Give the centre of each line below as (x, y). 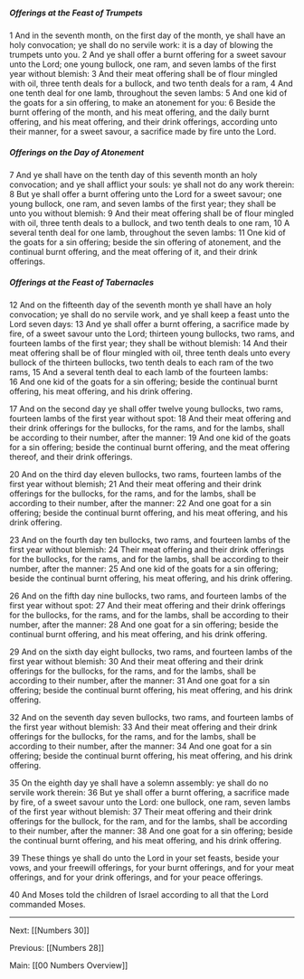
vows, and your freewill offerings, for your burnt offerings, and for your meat (152, 867)
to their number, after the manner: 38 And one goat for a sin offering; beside (151, 831)
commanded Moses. (47, 904)
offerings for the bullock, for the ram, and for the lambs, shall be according (148, 821)
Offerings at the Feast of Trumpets (76, 13)
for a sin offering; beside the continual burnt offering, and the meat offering (150, 447)
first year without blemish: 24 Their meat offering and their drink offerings (147, 549)
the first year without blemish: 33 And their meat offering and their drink (143, 727)
